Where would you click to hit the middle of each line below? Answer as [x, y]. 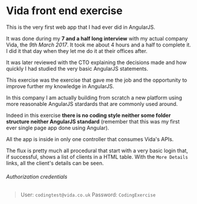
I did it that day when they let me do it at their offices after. [77, 51]
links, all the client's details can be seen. [55, 163]
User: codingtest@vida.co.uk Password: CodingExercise [88, 195]
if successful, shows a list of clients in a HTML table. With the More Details [97, 156]
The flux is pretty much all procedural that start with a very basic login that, [97, 151]
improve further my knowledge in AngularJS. [60, 86]
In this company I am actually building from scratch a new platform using [94, 98]
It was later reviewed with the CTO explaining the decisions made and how [96, 62]
